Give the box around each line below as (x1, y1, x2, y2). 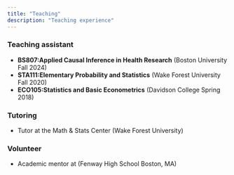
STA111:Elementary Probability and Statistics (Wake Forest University (17, 71, 221, 79)
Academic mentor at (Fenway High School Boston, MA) (17, 160, 177, 168)
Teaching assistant (7, 40, 74, 50)
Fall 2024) (17, 63, 48, 71)
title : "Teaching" (7, 10, 61, 17)
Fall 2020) (17, 78, 48, 86)
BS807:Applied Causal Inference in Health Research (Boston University (17, 55, 228, 64)
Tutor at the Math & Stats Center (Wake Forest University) (17, 127, 184, 135)
